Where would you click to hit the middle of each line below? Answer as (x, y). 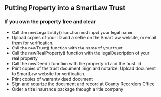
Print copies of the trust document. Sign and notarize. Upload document (84, 68)
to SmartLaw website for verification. (48, 73)
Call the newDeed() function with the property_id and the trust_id (76, 63)
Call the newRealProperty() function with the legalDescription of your (80, 53)
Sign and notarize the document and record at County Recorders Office (83, 84)
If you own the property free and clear (50, 22)
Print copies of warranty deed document (52, 79)
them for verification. (32, 43)
